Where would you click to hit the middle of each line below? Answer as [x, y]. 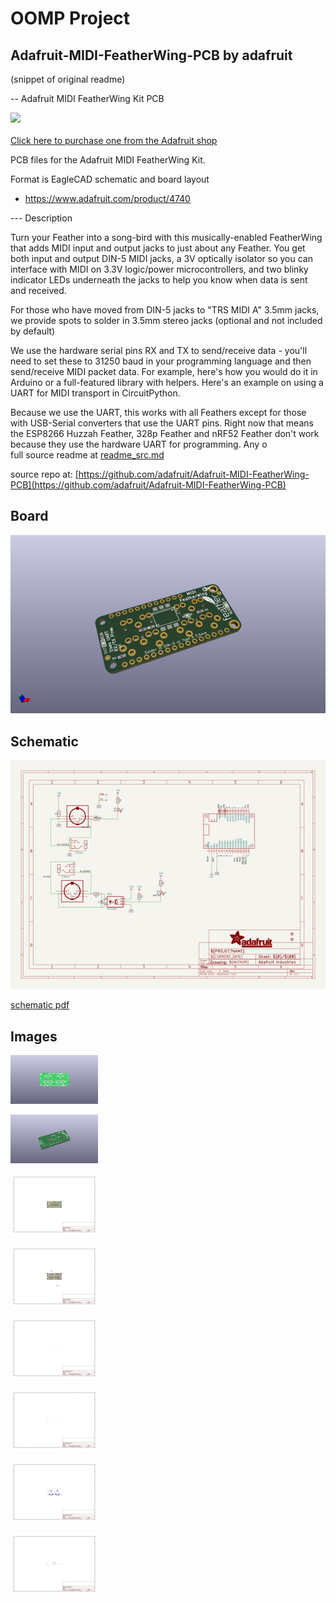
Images [34, 1036]
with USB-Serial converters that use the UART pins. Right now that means [162, 423]
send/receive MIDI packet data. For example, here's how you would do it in [164, 371]
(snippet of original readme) [68, 79]
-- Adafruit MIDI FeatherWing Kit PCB [87, 98]
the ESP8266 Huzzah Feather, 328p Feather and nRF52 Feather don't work [165, 433]
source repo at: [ [44, 474]
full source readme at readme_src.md [87, 455]
